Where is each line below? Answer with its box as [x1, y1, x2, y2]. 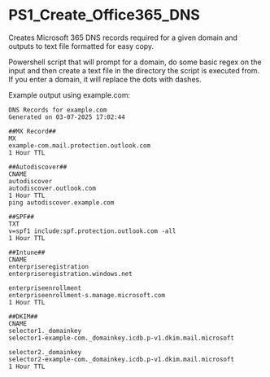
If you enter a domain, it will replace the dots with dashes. [8, 74, 202, 84]
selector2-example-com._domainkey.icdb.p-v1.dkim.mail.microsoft [8, 355, 234, 363]
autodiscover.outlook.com [8, 184, 96, 192]
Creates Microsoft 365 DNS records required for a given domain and [8, 33, 238, 42]
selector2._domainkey [8, 348, 82, 356]
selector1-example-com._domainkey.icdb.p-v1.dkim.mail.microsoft [8, 334, 234, 342]
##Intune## [8, 248, 46, 256]
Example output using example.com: [8, 90, 131, 99]
